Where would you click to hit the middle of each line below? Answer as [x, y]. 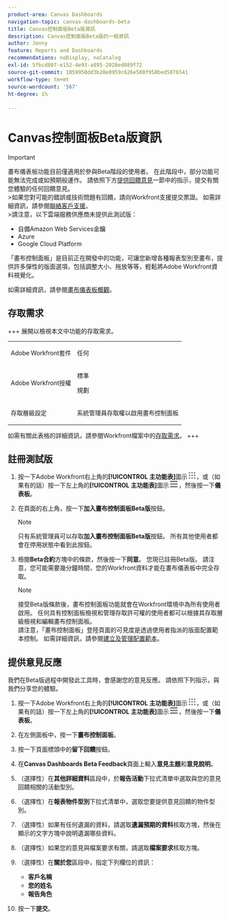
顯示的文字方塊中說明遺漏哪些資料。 [69, 833]
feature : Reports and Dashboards [55, 51]
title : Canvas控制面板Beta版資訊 [52, 29]
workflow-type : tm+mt [39, 79]
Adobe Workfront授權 [41, 383]
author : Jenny [28, 43]
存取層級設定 [29, 413]
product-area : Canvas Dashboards [55, 14]
